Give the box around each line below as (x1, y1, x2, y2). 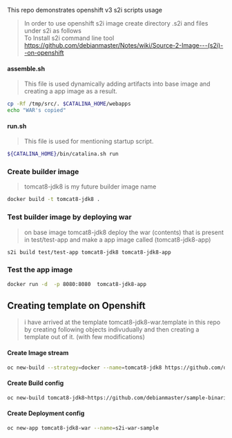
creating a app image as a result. (23, 87, 117, 95)
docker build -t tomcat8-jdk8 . (7, 196, 100, 203)
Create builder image (7, 166, 79, 176)
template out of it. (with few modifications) (23, 333, 145, 341)
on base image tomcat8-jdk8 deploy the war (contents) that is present (23, 228, 224, 236)
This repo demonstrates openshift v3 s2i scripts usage (7, 6, 163, 14)
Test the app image (7, 265, 73, 275)
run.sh (7, 122, 27, 130)
